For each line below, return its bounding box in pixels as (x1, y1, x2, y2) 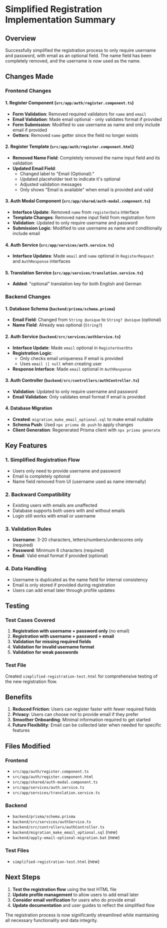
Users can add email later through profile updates (12, 587, 115, 593)
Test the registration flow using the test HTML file (12, 886, 116, 892)
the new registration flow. (5, 678, 57, 684)
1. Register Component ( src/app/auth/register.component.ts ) (5, 99, 134, 105)
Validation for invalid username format (12, 644, 94, 650)
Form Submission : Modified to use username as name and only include (12, 121, 160, 127)
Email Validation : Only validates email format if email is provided (12, 393, 146, 399)
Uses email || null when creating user (19, 360, 102, 366)
